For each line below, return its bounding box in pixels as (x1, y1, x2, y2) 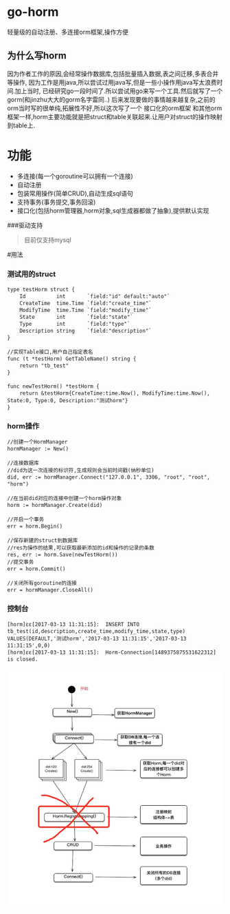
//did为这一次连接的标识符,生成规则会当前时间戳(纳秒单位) (7, 467, 154, 474)
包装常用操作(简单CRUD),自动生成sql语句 (16, 189, 134, 197)
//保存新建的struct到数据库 (7, 537, 78, 544)
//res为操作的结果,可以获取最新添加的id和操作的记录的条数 (7, 545, 154, 552)
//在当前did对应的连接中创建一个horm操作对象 (7, 495, 122, 502)
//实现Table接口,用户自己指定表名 (7, 349, 93, 355)
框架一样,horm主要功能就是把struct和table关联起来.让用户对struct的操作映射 (7, 112, 223, 121)
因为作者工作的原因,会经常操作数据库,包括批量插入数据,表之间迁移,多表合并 (7, 70, 219, 78)
